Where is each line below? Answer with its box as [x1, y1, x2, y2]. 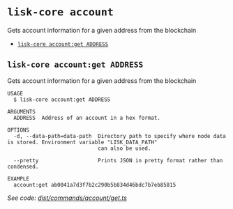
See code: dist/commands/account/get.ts [7, 194, 128, 202]
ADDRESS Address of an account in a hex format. [13, 114, 160, 121]
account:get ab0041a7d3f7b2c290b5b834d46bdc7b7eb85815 [13, 181, 176, 188]
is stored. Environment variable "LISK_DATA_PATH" [7, 139, 158, 146]
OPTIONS [7, 126, 30, 134]
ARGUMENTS [7, 108, 36, 115]
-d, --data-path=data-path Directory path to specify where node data [13, 132, 227, 139]
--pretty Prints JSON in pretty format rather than [13, 157, 223, 164]
